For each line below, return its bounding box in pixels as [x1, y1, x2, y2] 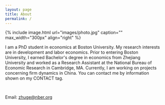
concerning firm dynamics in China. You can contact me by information [5, 70, 149, 76]
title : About [5, 12, 32, 17]
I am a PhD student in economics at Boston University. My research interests [5, 44, 160, 50]
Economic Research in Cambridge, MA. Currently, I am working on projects [5, 65, 157, 71]
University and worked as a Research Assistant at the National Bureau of [5, 60, 152, 66]
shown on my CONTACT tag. [5, 75, 63, 81]
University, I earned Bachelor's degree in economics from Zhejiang [5, 55, 141, 61]
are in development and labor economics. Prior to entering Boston [5, 49, 138, 55]
